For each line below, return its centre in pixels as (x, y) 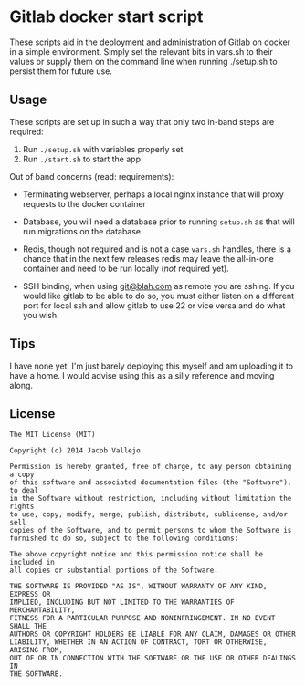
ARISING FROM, (37, 650)
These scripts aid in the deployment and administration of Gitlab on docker (150, 42)
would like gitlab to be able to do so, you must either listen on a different (158, 296)
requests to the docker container (84, 203)
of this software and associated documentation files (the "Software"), (151, 483)
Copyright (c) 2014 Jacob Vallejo (75, 451)
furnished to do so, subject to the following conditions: (124, 539)
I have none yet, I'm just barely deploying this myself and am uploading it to (152, 366)
